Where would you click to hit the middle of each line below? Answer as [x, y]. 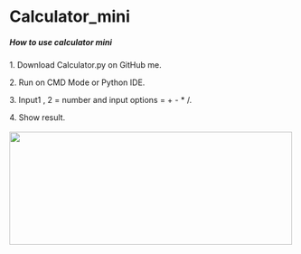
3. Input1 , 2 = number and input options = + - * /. [101, 100]
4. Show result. [38, 118]
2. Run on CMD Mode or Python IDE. [77, 82]
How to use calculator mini [61, 42]
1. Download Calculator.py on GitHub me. [85, 65]
